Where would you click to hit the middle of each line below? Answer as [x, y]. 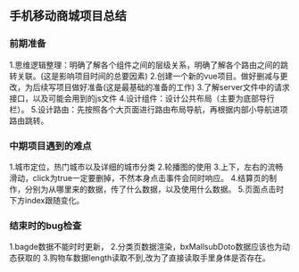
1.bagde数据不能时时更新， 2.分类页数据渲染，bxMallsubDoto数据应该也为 [146, 247]
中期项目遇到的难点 [50, 145]
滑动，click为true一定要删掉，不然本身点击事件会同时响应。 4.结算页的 [139, 177]
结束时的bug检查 [46, 226]
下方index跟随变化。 [47, 200]
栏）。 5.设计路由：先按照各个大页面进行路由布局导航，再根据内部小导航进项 [149, 109]
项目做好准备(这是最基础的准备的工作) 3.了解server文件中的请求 [173, 87]
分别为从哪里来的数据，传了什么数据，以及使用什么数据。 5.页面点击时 [154, 189]
